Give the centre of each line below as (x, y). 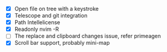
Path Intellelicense (37, 22)
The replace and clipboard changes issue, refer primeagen (88, 36)
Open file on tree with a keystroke (57, 9)
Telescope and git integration (51, 16)
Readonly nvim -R (37, 29)
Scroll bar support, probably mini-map (62, 43)
